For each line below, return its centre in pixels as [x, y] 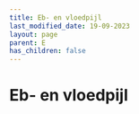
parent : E [28, 43]
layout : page [34, 34]
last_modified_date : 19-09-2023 [69, 26]
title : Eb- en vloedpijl [56, 18]
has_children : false [48, 51]
